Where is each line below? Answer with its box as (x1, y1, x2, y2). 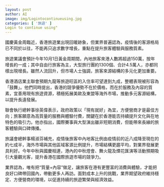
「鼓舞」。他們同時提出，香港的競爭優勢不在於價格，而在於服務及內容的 (5, 84, 148, 90)
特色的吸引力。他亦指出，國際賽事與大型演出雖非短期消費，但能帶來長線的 (5, 119, 155, 125)
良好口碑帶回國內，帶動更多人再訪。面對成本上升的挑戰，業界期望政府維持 (5, 170, 155, 176)
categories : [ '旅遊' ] (5, 21, 52, 26)
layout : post (5, 7, 32, 12)
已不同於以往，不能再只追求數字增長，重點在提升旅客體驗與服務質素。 (5, 45, 146, 51)
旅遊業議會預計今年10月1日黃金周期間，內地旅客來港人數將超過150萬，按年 (5, 56, 155, 62)
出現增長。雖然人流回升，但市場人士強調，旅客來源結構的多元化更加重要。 (9, 68, 159, 74)
